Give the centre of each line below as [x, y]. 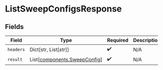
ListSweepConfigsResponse [64, 9]
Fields [15, 27]
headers [16, 49]
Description [147, 40]
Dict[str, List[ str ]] [49, 49]
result [15, 59]
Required [118, 40]
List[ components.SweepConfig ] [66, 59]
